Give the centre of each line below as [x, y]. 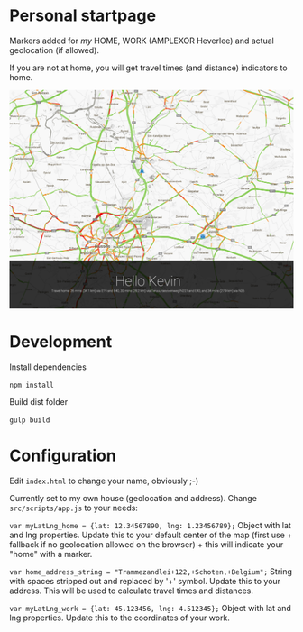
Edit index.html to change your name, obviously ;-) [104, 481]
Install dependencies [48, 367]
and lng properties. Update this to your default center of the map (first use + [151, 535]
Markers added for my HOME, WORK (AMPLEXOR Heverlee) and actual [142, 41]
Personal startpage [83, 16]
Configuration [63, 456]
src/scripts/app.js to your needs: [73, 508]
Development [61, 342]
